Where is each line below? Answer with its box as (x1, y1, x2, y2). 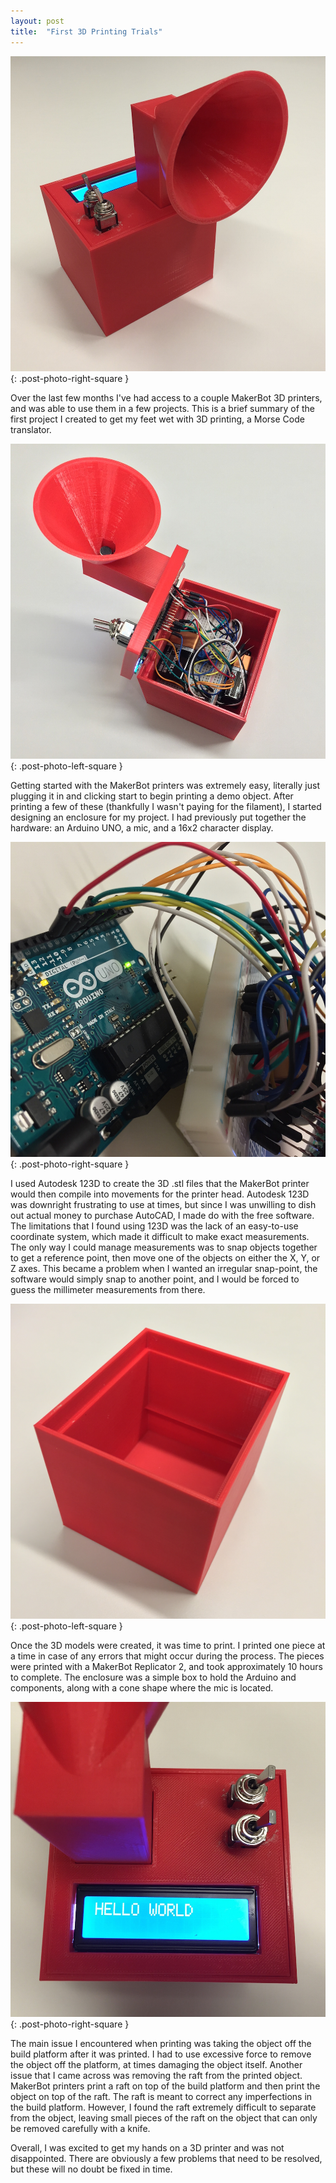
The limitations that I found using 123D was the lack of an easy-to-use (10, 1220, 299, 1232)
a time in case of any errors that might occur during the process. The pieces (10, 1650, 325, 1662)
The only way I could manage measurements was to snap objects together (10, 1241, 318, 1253)
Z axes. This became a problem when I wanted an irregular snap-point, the (10, 1262, 318, 1274)
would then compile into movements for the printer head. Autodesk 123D (10, 1188, 310, 1200)
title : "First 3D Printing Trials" (10, 26, 163, 37)
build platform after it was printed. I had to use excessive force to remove (10, 2048, 312, 2060)
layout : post (10, 16, 65, 26)
